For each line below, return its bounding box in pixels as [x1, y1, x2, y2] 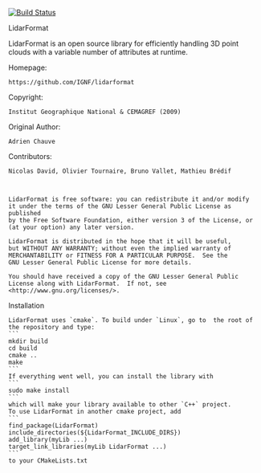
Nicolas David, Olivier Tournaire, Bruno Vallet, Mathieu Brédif [8, 167, 231, 175]
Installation [8, 301, 45, 310]
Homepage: [8, 63, 47, 72]
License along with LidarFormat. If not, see [8, 279, 167, 287]
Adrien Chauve [8, 137, 56, 145]
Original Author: [8, 122, 61, 132]
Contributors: [8, 152, 52, 161]
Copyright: [8, 92, 44, 102]
